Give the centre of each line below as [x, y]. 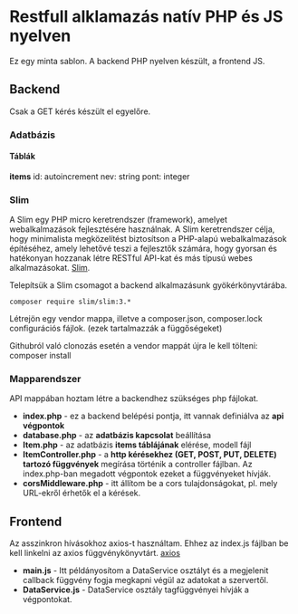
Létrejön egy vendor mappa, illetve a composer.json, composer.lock [136, 319]
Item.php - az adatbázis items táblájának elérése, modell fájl [137, 445]
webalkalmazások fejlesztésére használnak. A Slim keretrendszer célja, [142, 229]
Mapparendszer [45, 379]
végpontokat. [47, 600]
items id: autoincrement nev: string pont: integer [100, 176]
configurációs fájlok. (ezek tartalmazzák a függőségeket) [116, 329]
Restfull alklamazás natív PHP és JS [146, 17]
